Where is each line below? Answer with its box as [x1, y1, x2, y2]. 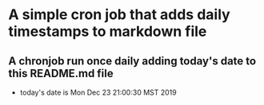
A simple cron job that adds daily [8, 6, 230, 24]
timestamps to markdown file [8, 22, 207, 41]
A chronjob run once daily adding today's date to [8, 54, 257, 68]
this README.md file [8, 66, 114, 80]
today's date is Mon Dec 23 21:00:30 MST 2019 [19, 87, 178, 97]
